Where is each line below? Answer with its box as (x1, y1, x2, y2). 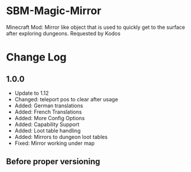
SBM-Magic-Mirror (6, 4, 101, 18)
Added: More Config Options (14, 114, 85, 121)
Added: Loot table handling (14, 127, 81, 134)
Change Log (6, 51, 67, 64)
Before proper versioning (6, 157, 100, 167)
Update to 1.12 (14, 90, 49, 97)
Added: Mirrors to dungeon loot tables (14, 133, 108, 140)
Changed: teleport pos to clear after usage (14, 95, 118, 102)
